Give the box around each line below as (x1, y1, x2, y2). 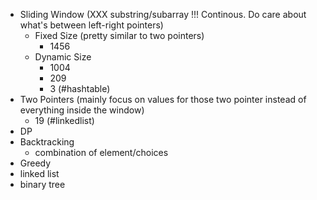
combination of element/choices (34, 147, 169, 158)
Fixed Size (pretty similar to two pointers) (34, 30, 205, 41)
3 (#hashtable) (49, 83, 111, 94)
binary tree (19, 179, 66, 190)
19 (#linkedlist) (34, 115, 95, 126)
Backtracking (19, 136, 75, 148)
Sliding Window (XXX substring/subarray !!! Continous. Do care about (19, 9, 307, 20)
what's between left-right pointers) (19, 19, 164, 31)
